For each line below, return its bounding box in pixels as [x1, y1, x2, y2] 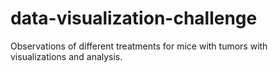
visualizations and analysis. [10, 50, 123, 62]
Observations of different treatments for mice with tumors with [10, 40, 268, 52]
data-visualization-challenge [10, 7, 258, 30]
